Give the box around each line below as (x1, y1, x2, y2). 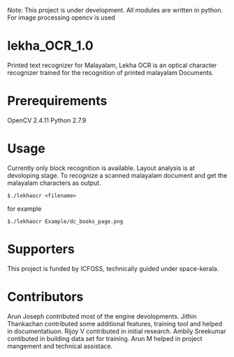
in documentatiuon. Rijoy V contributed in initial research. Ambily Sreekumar (7, 327, 226, 335)
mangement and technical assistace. (7, 342, 113, 350)
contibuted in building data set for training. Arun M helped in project (7, 334, 203, 342)
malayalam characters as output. (7, 178, 101, 187)
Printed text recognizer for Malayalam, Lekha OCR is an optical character (7, 61, 217, 69)
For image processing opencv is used (7, 13, 115, 22)
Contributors (7, 288, 84, 304)
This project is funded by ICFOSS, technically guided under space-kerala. (7, 264, 219, 272)
